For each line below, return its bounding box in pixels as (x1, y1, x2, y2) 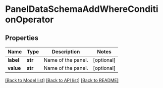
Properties (5, 34, 39, 42)
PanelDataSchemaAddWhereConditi (5, 3, 159, 15)
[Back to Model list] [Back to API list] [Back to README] (5, 78, 119, 83)
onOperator (5, 14, 54, 25)
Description (52, 48, 80, 55)
